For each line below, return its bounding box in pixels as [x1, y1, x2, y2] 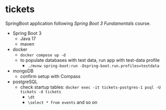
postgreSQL [12, 79, 38, 85]
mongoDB [12, 67, 34, 74]
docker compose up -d [20, 52, 66, 58]
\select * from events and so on [27, 99, 98, 105]
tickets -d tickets [20, 89, 62, 94]
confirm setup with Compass [20, 73, 81, 79]
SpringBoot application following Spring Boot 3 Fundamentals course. [5, 20, 151, 26]
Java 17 [20, 35, 36, 42]
